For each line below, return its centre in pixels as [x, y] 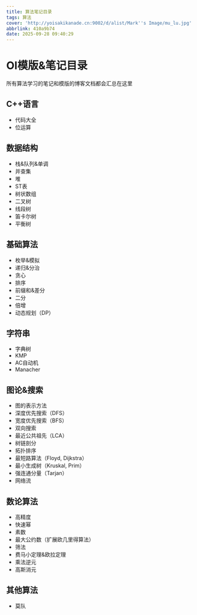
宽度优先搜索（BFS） [41, 420]
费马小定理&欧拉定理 [40, 554]
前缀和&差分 [30, 290]
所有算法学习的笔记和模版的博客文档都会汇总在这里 [69, 83]
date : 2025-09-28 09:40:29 [40, 34]
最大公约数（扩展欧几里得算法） [54, 539]
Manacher [28, 369]
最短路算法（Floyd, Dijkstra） [51, 458]
